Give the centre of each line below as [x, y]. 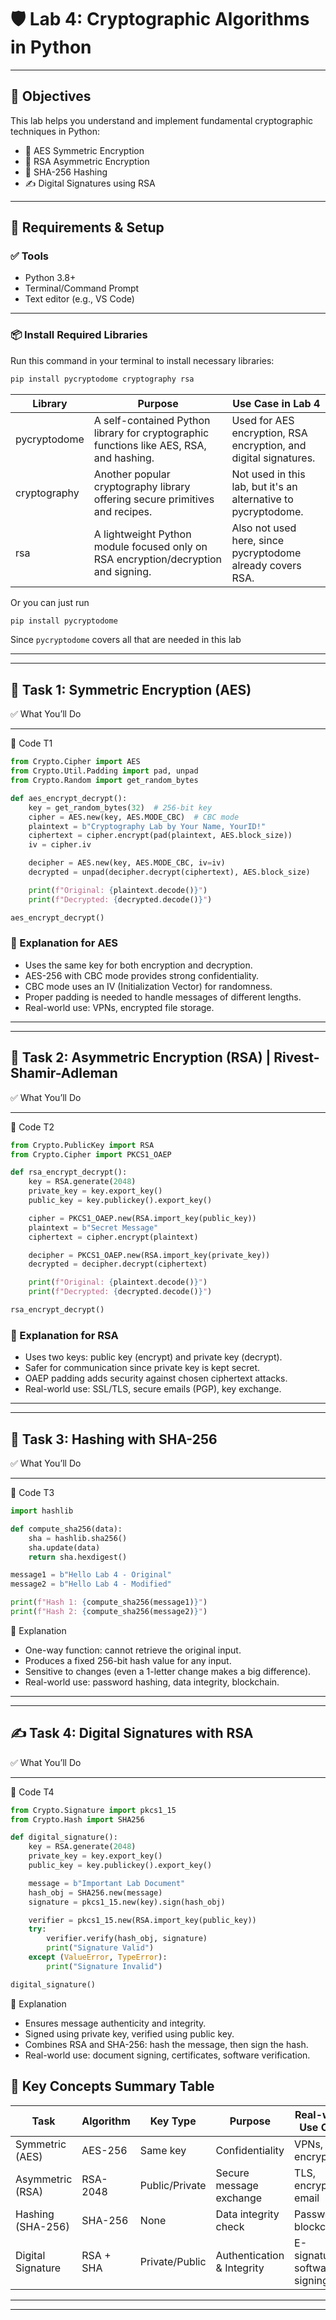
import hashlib [42, 1511]
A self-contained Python [152, 420]
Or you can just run [50, 602]
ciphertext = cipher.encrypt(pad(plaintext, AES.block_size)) [160, 836]
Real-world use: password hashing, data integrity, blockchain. [152, 1682]
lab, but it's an [264, 486]
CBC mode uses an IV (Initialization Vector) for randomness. [148, 986]
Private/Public [173, 2261]
